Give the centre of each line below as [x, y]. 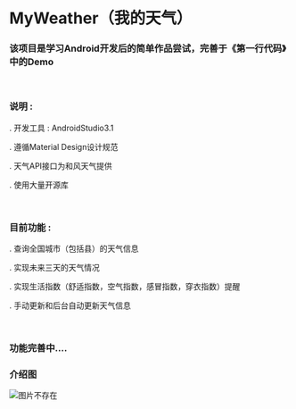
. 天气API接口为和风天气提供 [61, 165]
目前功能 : [30, 227]
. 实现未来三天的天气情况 [54, 268]
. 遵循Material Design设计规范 [64, 146]
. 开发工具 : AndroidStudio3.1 [62, 128]
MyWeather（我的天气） [101, 18]
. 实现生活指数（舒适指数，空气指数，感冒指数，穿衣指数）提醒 [125, 287]
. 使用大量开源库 [39, 185]
